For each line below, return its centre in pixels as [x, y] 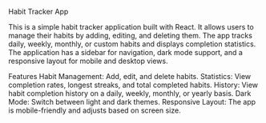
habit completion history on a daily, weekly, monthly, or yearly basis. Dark [130, 93]
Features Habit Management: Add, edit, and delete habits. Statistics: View [130, 76]
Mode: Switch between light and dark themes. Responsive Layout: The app [132, 102]
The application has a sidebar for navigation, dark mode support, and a [125, 52]
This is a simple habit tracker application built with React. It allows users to [131, 27]
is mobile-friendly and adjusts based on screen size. [95, 110]
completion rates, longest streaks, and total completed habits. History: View [133, 85]
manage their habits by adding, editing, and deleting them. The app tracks [130, 36]
